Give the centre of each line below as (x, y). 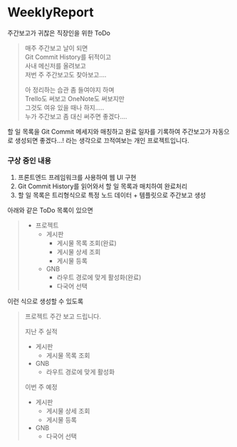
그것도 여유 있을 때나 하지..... (64, 107)
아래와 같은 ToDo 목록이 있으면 (51, 210)
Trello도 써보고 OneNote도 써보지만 (74, 98)
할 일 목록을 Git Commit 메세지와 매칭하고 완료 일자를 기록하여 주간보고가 (109, 131)
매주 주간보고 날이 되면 (56, 48)
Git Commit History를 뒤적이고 (68, 57)
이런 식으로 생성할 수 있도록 (46, 301)
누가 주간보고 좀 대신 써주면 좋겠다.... (76, 116)
